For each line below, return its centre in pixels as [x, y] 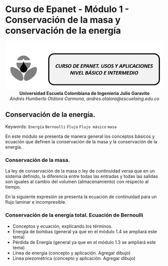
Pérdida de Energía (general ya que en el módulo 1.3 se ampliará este [84, 242]
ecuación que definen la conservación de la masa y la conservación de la [81, 142]
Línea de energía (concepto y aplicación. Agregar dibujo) [71, 253]
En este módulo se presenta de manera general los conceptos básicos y [80, 136]
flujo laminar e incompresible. [36, 202]
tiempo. [13, 187]
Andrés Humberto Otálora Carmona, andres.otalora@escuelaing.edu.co [85, 99]
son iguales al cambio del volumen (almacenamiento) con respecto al [77, 182]
